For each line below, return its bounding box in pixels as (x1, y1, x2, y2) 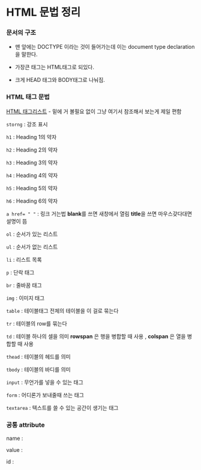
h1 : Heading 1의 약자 (6, 133, 57, 140)
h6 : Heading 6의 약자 (6, 197, 58, 205)
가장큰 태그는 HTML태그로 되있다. (14, 64, 95, 71)
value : (6, 447, 23, 454)
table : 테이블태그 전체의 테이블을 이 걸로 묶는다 (6, 307, 119, 314)
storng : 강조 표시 (6, 120, 48, 128)
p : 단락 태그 (6, 268, 35, 276)
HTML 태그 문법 (6, 93, 50, 101)
